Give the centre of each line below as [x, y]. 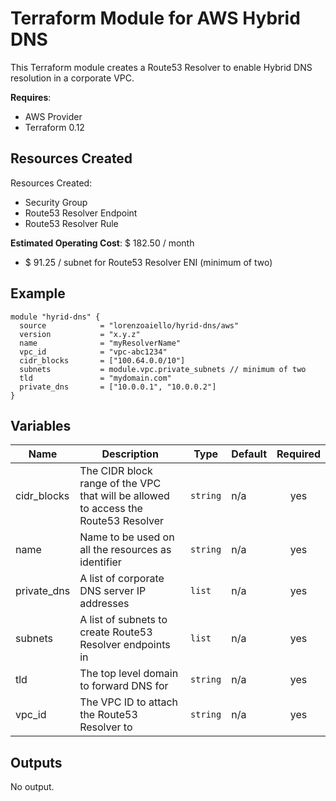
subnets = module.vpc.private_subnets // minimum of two [163, 369]
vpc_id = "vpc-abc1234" [93, 352]
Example [38, 293]
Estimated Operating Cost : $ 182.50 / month [102, 243]
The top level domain [129, 674]
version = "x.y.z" [80, 334]
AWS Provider [53, 116]
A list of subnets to [123, 620]
